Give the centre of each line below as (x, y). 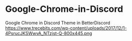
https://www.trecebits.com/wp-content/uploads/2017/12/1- (66, 28)
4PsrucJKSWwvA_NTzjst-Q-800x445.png (49, 33)
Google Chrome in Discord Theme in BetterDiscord (58, 23)
